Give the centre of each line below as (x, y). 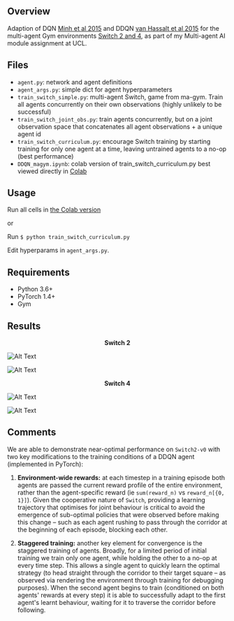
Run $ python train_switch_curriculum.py (69, 237)
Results (24, 326)
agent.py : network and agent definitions (75, 82)
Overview (29, 12)
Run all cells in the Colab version (54, 210)
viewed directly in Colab (52, 171)
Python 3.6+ (35, 289)
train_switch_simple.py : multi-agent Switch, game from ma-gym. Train (120, 96)
